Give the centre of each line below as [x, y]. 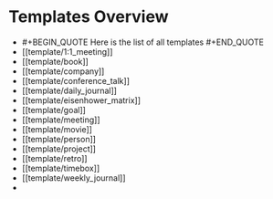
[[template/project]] [59, 149]
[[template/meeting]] [61, 120]
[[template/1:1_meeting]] [67, 51]
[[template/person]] [59, 139]
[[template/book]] [55, 61]
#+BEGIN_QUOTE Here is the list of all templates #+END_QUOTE [143, 42]
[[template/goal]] [53, 110]
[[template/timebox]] [61, 168]
